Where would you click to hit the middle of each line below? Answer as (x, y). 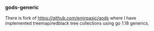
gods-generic (22, 7)
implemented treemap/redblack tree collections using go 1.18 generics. (77, 23)
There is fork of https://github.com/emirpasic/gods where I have (71, 18)
